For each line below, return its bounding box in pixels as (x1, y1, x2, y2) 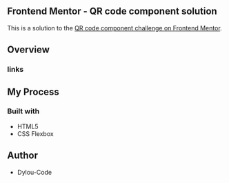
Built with (7, 106, 40, 116)
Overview (7, 44, 50, 56)
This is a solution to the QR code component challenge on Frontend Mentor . (7, 23, 222, 32)
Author (7, 150, 38, 162)
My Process (7, 86, 60, 97)
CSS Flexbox (17, 129, 54, 137)
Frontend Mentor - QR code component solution (7, 6, 217, 17)
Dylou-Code (17, 168, 52, 176)
